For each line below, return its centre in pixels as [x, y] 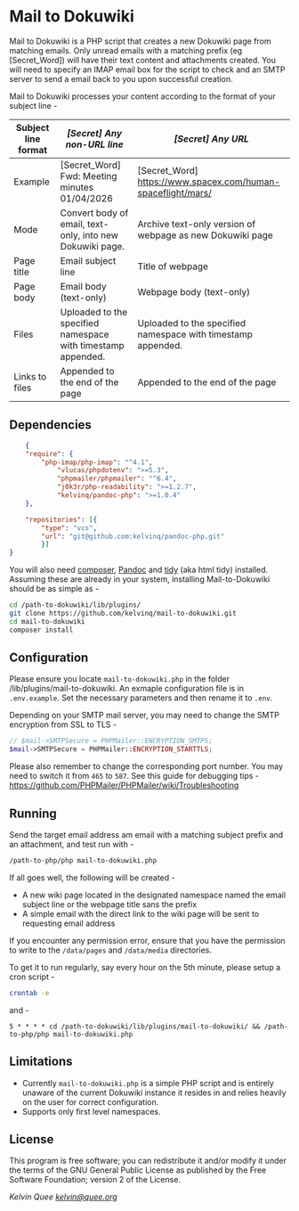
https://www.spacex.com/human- [209, 182]
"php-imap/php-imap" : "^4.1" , [97, 462]
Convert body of [94, 213]
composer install [41, 630]
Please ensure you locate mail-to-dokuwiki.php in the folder [119, 679]
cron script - [32, 977]
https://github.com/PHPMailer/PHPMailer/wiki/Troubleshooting [124, 785]
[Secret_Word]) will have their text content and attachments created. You [143, 60]
